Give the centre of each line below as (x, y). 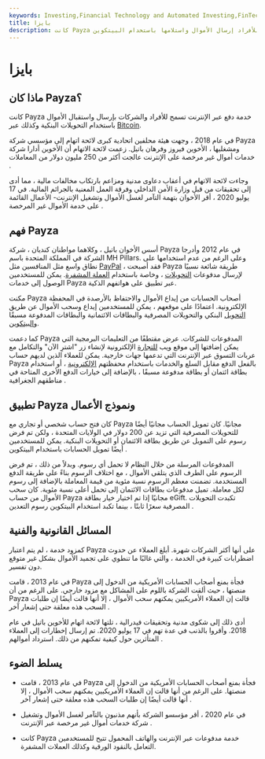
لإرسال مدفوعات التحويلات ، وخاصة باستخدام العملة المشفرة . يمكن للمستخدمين (126, 274)
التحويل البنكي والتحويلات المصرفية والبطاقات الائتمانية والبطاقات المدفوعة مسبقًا (127, 315)
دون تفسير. (26, 566)
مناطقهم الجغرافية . (37, 380)
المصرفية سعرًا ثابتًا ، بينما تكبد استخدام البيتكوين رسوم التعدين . (101, 506)
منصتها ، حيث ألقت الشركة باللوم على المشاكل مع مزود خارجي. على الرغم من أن (127, 590)
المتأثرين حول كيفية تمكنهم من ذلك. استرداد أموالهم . (86, 639)
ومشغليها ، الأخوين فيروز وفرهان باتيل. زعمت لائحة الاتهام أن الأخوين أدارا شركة (124, 149)
